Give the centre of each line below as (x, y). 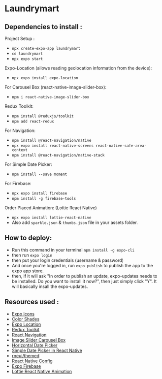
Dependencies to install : (43, 27)
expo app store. (28, 271)
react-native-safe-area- (121, 146)
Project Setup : (20, 38)
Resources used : (32, 302)
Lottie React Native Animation (42, 371)
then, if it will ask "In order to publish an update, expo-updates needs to (84, 276)
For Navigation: (20, 130)
